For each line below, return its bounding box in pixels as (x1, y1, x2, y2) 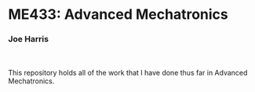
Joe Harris (8, 34, 49, 45)
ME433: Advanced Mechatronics (8, 6, 229, 24)
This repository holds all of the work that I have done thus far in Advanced (8, 68, 248, 78)
